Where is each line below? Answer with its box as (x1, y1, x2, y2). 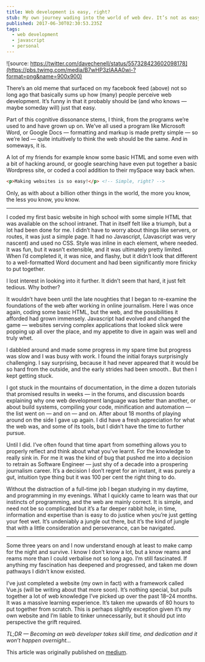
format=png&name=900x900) (6, 73, 82, 80)
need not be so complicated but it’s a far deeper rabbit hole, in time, (6, 505, 177, 512)
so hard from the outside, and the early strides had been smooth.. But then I (6, 365, 197, 373)
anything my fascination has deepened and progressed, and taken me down (6, 561, 198, 568)
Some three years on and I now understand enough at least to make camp (6, 541, 193, 549)
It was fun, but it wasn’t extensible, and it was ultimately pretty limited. (6, 245, 183, 253)
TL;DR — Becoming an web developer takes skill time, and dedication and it (6, 630, 198, 638)
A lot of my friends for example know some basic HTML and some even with (6, 153, 198, 160)
